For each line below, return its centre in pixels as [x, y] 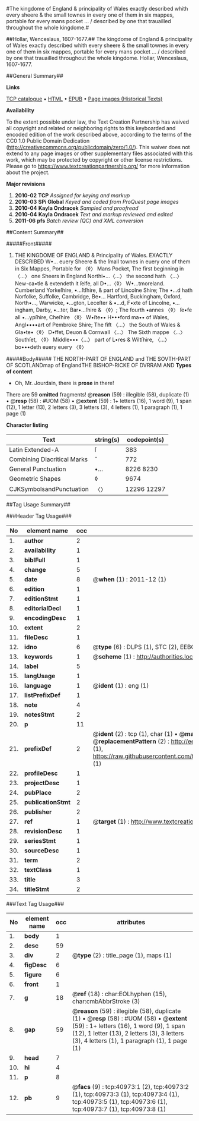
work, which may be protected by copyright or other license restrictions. [94, 160]
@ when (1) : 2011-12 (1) [130, 579]
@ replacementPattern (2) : [131, 741]
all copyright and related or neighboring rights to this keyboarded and [91, 128]
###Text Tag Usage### [35, 904]
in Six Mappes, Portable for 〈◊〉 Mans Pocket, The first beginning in [99, 269]
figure [33, 974]
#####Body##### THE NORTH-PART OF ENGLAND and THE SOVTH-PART [99, 359]
